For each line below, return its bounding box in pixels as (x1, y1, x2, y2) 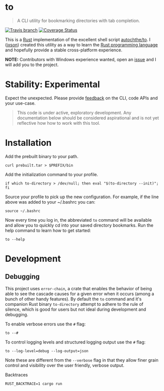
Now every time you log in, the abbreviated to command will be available (5, 217, 152, 223)
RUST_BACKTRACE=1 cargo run (5, 381, 63, 386)
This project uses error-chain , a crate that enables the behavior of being (5, 285, 152, 291)
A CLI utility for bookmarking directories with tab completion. (17, 18, 141, 23)
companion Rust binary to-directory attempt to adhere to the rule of (5, 301, 143, 307)
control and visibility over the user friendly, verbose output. (5, 362, 125, 368)
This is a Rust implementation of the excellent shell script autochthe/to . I (5, 36, 151, 43)
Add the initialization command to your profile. (5, 171, 98, 177)
